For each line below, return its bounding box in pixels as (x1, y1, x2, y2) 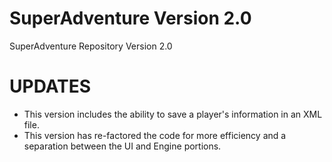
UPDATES (9, 75, 92, 98)
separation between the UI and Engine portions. (23, 140, 222, 152)
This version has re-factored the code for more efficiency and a (23, 129, 287, 141)
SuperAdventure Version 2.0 (9, 7, 252, 30)
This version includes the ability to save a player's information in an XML (23, 108, 323, 120)
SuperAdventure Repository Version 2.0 (9, 40, 173, 52)
